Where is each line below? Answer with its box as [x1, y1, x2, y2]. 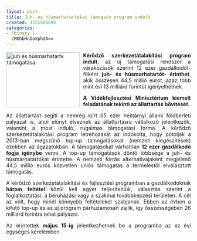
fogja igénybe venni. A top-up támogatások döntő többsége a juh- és [6, 150, 191, 156]
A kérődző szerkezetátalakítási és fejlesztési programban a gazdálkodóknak [6, 179, 191, 186]
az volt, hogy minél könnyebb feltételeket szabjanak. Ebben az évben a [6, 198, 191, 205]
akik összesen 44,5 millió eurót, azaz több [83, 77, 191, 84]
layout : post [6, 8, 38, 15]
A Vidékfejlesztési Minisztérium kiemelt [83, 94, 191, 101]
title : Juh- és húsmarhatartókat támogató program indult [6, 14, 151, 20]
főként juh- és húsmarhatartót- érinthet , [83, 71, 191, 77]
